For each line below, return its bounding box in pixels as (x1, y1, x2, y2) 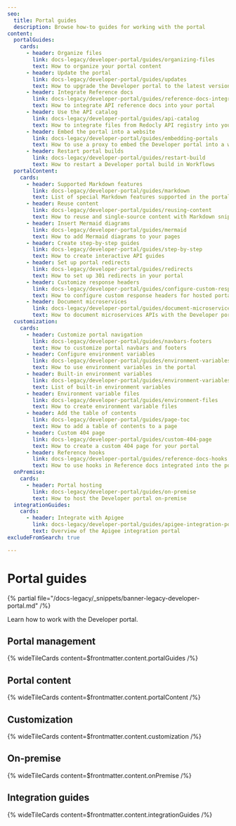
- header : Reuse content (25, 200, 99, 208)
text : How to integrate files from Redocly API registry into (32, 121, 218, 129)
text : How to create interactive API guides (32, 253, 165, 260)
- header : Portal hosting (25, 482, 102, 489)
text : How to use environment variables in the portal (32, 364, 197, 371)
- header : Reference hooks (25, 449, 105, 456)
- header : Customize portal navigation (25, 331, 143, 338)
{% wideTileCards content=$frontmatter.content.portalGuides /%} (7, 654, 199, 663)
